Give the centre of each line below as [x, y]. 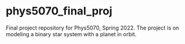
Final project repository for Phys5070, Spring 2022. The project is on [92, 28]
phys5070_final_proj [59, 11]
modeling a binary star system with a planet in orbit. [71, 34]
